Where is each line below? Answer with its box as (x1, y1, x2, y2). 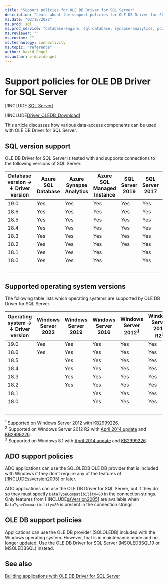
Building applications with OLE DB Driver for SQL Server (5, 573, 120, 579)
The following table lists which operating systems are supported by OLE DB (5, 295, 161, 301)
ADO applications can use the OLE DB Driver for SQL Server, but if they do (5, 486, 158, 492)
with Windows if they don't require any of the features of (5, 471, 122, 477)
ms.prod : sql (5, 21, 32, 27)
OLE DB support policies (5, 516, 82, 524)
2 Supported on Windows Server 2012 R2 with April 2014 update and (5, 425, 146, 432)
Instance (94, 191, 116, 199)
